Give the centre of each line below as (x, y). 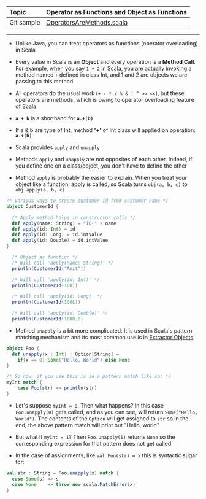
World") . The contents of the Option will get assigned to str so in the (102, 418)
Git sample (25, 22)
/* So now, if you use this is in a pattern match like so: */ (89, 377)
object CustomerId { (33, 206)
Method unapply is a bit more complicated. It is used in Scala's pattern (104, 330)
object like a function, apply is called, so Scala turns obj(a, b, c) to (101, 184)
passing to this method (44, 81)
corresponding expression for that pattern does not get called (93, 443)
